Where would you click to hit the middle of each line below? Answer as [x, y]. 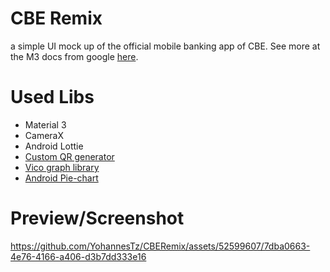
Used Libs [52, 97]
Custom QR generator [69, 156]
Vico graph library [62, 167]
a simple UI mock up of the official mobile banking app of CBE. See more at [165, 46]
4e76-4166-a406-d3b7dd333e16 [78, 256]
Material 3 [45, 124]
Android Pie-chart [61, 178]
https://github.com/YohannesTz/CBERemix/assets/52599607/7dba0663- [160, 246]
